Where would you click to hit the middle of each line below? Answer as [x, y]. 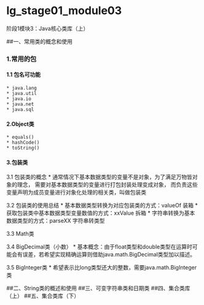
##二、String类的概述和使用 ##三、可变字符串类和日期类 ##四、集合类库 [98, 288]
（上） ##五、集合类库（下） [43, 296]
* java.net [20, 104]
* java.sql [20, 110]
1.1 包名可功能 [24, 75]
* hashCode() [23, 143]
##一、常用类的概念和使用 [39, 41]
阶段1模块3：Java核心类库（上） [48, 28]
